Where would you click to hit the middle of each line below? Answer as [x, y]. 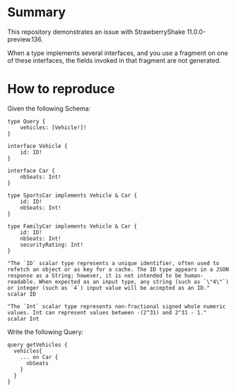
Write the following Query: [45, 331]
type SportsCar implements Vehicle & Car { [72, 195]
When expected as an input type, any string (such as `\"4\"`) [134, 282]
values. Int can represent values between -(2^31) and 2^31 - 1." [107, 312]
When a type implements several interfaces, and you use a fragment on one [118, 53]
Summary [36, 12]
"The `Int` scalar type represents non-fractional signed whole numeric [117, 306]
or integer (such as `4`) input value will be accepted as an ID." [109, 288]
